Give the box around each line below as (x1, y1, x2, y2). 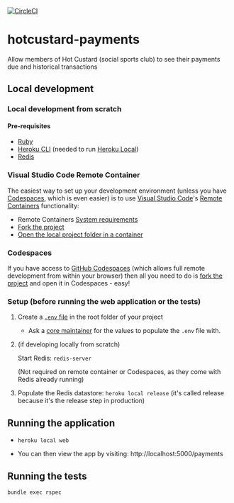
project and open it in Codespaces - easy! (7, 279, 130, 288)
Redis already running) (17, 375, 84, 384)
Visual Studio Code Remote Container (7, 170, 140, 180)
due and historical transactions (7, 62, 98, 71)
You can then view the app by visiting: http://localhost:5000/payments (17, 450, 223, 458)
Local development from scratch (7, 104, 122, 114)
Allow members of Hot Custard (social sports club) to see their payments (7, 55, 221, 63)
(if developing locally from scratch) (17, 340, 121, 349)
